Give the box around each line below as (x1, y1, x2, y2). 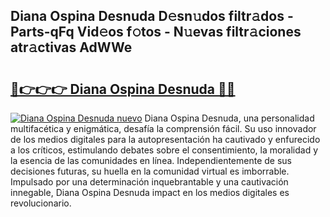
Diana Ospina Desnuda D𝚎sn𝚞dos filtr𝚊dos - (10, 8, 294, 25)
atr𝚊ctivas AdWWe (10, 39, 133, 56)
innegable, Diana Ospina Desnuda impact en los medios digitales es (10, 187, 290, 198)
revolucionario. (10, 197, 72, 209)
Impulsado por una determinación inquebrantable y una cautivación (10, 176, 289, 188)
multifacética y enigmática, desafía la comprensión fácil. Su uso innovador (10, 123, 317, 134)
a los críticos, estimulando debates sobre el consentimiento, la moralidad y (10, 144, 319, 156)
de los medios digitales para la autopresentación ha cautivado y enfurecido (10, 134, 321, 145)
